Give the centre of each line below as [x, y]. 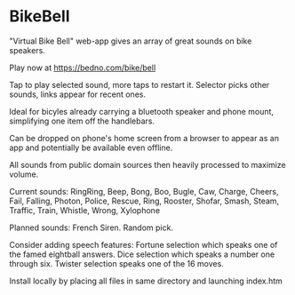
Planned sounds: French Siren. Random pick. [91, 227]
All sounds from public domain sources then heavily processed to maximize [147, 164]
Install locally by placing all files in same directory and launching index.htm [146, 281]
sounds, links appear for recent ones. [78, 94]
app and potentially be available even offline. [91, 147]
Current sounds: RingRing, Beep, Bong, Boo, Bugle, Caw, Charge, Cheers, [144, 191]
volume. [24, 174]
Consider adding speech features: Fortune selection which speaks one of [144, 244]
